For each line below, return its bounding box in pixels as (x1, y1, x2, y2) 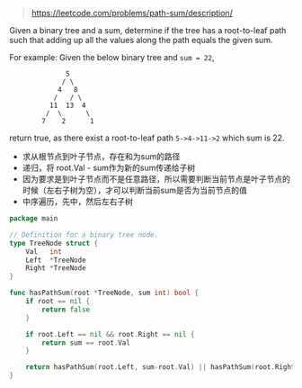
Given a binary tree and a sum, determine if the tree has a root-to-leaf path (9, 25, 287, 35)
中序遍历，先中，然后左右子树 (22, 196, 133, 206)
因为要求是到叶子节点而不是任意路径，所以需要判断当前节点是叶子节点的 (22, 174, 290, 184)
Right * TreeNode (25, 264, 87, 273)
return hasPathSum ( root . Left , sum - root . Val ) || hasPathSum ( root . (25, 363, 276, 372)
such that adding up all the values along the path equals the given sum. (9, 35, 273, 45)
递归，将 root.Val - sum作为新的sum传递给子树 (22, 162, 196, 173)
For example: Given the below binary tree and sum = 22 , (9, 52, 215, 62)
